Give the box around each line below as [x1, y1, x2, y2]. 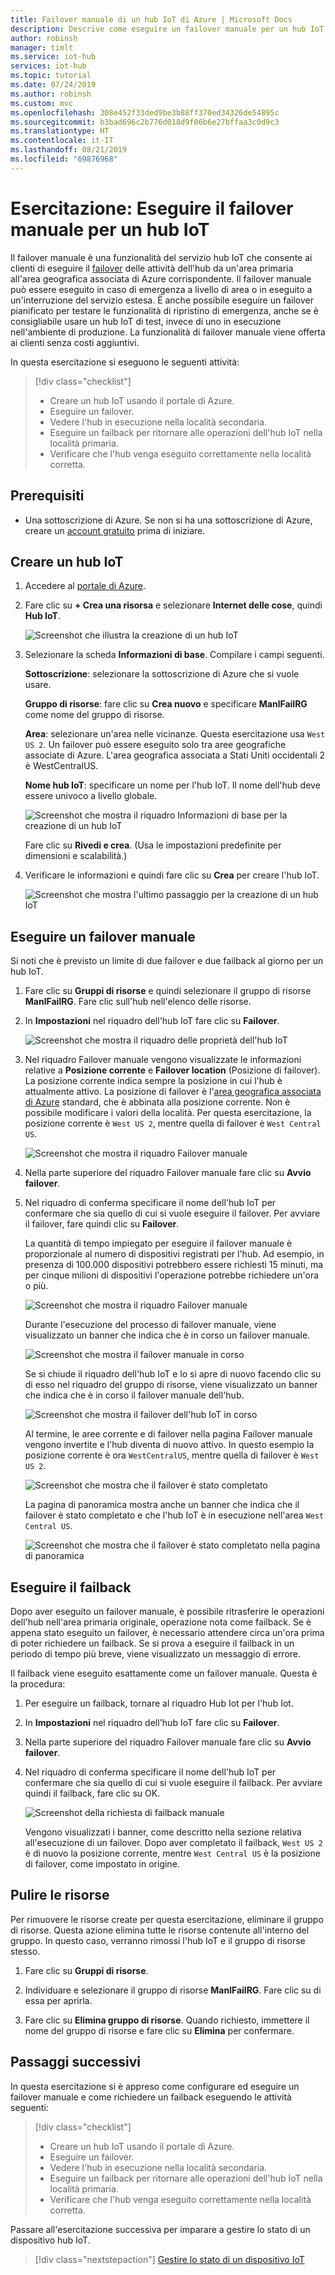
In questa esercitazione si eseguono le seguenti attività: [10, 356, 240, 368]
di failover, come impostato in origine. [24, 1857, 180, 1870]
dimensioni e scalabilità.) [24, 850, 128, 862]
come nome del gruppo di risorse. [24, 709, 165, 721]
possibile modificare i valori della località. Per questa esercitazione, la [24, 1107, 312, 1119]
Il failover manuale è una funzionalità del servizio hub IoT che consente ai [10, 251, 313, 263]
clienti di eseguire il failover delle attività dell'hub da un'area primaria [10, 262, 294, 274]
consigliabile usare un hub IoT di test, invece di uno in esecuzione [10, 315, 282, 327]
